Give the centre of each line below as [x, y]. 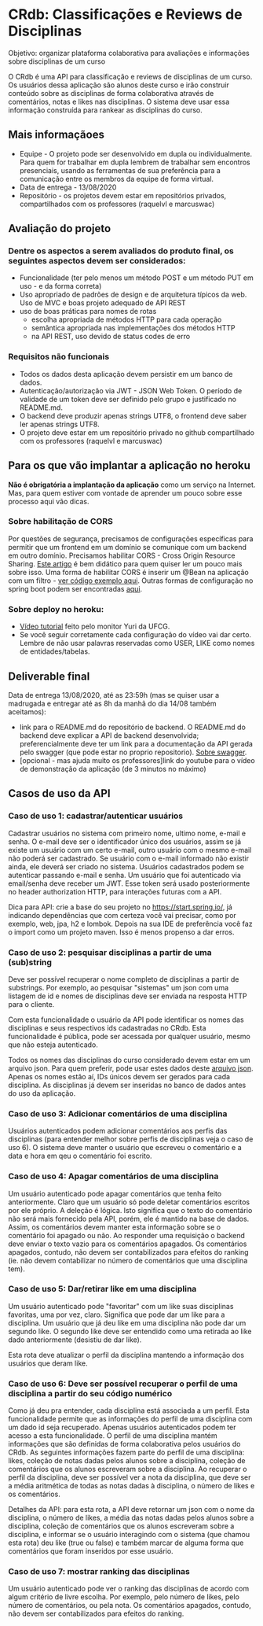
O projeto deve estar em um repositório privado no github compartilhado [137, 432]
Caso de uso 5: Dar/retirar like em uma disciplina [102, 1289]
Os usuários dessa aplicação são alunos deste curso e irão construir [119, 85]
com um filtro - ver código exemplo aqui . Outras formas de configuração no [131, 581]
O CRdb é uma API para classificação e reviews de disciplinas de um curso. [130, 76]
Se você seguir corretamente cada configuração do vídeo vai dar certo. [135, 635]
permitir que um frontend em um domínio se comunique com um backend [128, 547]
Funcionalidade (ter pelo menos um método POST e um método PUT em [136, 278]
